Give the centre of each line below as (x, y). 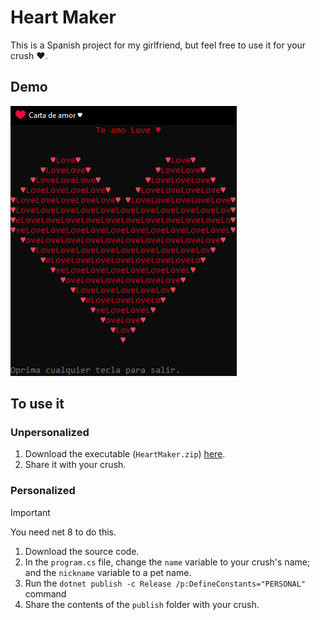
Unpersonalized (50, 433)
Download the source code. (82, 551)
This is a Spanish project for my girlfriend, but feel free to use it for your (158, 45)
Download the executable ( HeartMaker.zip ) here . (125, 454)
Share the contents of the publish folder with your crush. (142, 604)
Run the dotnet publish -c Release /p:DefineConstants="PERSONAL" (165, 583)
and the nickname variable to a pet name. (108, 572)
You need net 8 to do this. (63, 532)
